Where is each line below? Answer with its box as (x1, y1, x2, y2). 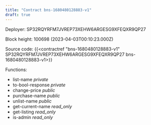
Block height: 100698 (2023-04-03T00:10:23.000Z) (5, 36, 114, 42)
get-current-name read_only (12, 103, 72, 109)
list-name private (12, 76, 49, 82)
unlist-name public (12, 98, 52, 104)
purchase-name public (12, 92, 60, 99)
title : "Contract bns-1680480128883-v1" (5, 7, 92, 13)
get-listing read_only (12, 109, 56, 115)
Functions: (5, 67, 27, 73)
